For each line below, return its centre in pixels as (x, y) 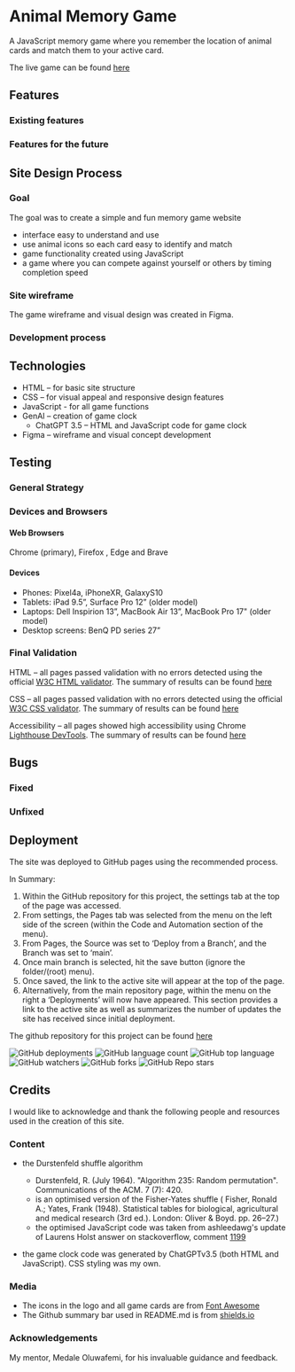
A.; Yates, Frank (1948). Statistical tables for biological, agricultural (157, 1208)
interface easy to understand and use (90, 234)
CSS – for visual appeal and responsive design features (123, 397)
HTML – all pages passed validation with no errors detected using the (136, 672)
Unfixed (27, 812)
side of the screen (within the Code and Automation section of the (143, 924)
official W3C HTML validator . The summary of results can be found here (141, 682)
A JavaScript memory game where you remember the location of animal (140, 41)
